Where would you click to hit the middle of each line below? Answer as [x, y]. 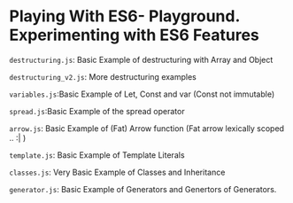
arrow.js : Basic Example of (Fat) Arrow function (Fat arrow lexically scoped [147, 128]
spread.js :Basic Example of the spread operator [97, 111]
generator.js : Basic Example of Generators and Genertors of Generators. [143, 189]
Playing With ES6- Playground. [125, 16]
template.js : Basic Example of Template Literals [97, 155]
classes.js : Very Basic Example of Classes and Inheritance [117, 172]
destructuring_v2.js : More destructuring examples [103, 76]
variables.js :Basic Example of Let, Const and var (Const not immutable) [142, 94]
